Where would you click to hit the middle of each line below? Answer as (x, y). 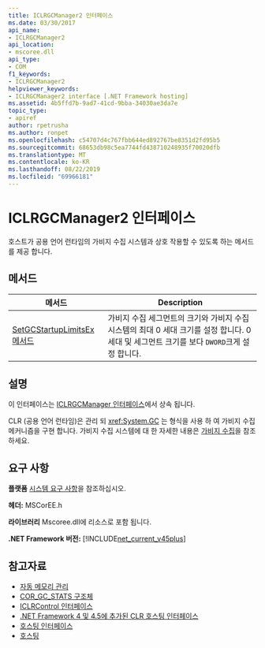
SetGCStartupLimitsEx (53, 330)
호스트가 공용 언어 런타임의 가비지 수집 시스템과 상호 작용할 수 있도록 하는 (121, 241)
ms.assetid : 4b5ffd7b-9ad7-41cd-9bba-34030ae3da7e (93, 103)
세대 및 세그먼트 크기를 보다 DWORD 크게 (174, 341)
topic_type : (28, 111)
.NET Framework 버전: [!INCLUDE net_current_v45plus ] (97, 539)
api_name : (24, 30)
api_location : (32, 45)
